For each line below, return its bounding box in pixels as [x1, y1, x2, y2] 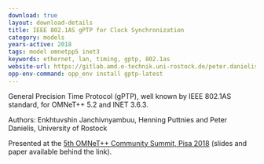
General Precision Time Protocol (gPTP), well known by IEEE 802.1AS [8, 91, 232, 100]
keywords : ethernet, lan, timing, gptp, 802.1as [8, 56, 170, 64]
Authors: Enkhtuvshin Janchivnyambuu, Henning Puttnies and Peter [8, 115, 228, 124]
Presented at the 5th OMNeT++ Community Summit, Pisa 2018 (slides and [8, 138, 247, 148]
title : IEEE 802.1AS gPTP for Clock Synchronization [8, 26, 185, 34]
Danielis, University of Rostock [8, 123, 108, 133]
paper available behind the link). [8, 147, 112, 156]
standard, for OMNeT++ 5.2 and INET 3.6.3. [8, 100, 149, 109]
